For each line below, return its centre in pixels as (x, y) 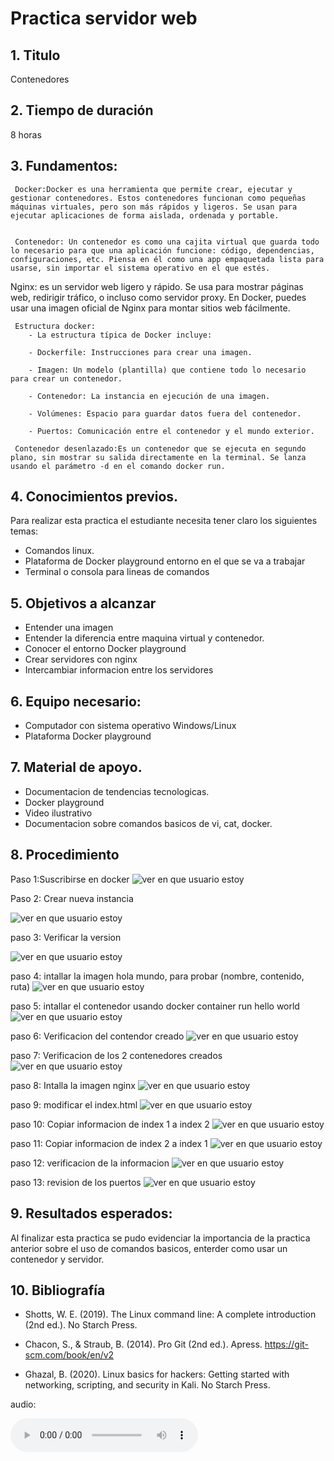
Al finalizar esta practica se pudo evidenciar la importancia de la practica (160, 1238)
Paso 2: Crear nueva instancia (72, 898)
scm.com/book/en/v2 (69, 1355)
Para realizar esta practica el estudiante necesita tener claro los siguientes (164, 521)
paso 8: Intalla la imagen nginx (73, 1085)
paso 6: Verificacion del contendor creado (97, 1036)
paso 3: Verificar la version (66, 937)
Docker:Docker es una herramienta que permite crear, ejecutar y (153, 189)
